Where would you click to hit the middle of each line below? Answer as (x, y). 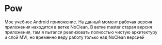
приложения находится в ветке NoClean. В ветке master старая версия (78, 27)
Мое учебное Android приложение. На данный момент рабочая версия (79, 22)
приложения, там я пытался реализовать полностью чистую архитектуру (81, 32)
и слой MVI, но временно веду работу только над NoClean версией (74, 37)
